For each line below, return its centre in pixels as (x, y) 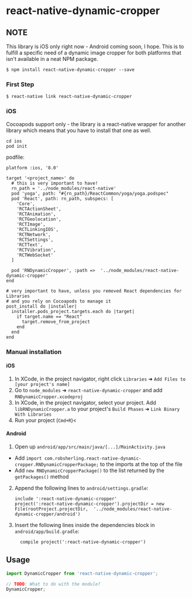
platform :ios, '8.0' (32, 168)
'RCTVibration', (37, 250)
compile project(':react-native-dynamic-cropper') (83, 542)
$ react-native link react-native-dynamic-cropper (69, 97)
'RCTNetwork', (34, 235)
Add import (28, 458)
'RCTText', (30, 244)
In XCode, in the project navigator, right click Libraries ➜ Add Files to (100, 379)
